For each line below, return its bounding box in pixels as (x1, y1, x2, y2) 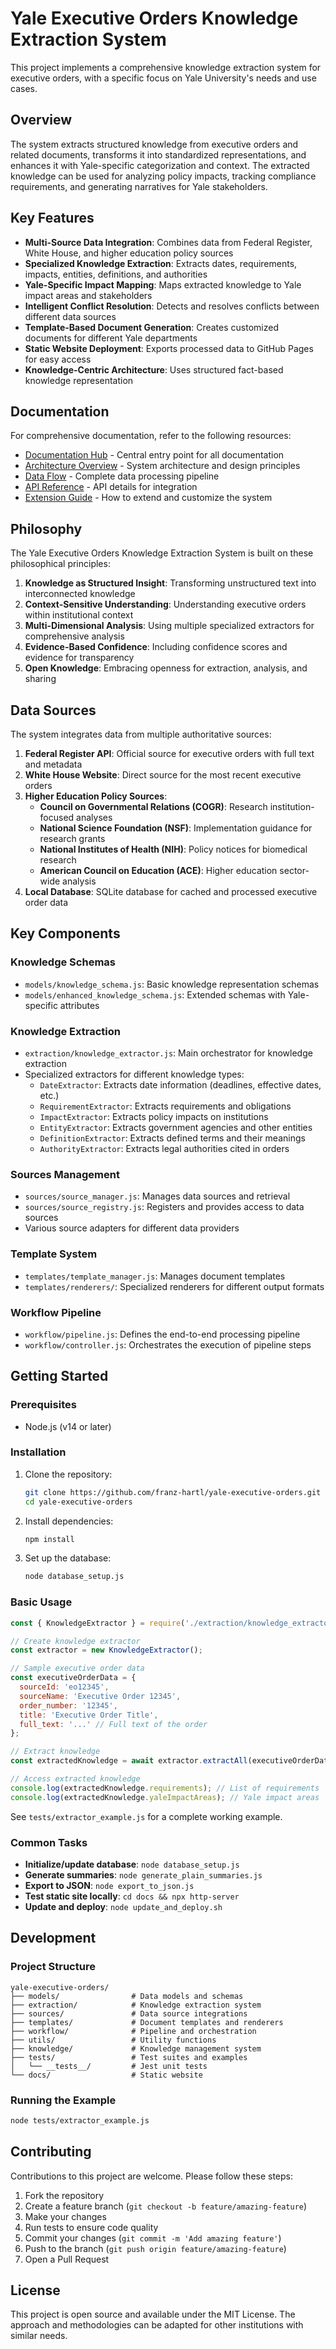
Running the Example (10, 2093, 117, 2107)
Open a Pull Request (24, 2253, 110, 2265)
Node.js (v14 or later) (24, 1420, 112, 1432)
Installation (10, 1445, 67, 1459)
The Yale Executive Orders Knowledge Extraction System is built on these (10, 547, 314, 559)
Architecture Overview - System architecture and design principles (24, 460, 301, 472)
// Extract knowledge (10, 1747, 101, 1757)
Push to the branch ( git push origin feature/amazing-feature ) (24, 2242, 287, 2254)
